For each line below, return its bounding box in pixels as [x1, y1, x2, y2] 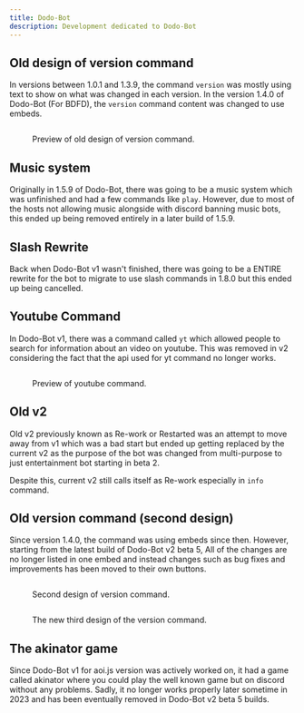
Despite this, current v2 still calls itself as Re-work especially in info [9, 474, 264, 485]
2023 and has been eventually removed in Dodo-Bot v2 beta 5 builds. [9, 694, 270, 705]
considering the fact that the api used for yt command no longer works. [9, 352, 277, 363]
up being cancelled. [9, 282, 83, 293]
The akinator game [9, 640, 118, 656]
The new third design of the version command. [32, 614, 207, 626]
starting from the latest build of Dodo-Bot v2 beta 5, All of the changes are [9, 544, 288, 555]
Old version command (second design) [9, 510, 234, 526]
